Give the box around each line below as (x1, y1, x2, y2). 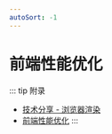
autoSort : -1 (9, 12, 58, 22)
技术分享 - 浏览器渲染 (21, 104, 101, 114)
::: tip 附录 (9, 85, 46, 96)
